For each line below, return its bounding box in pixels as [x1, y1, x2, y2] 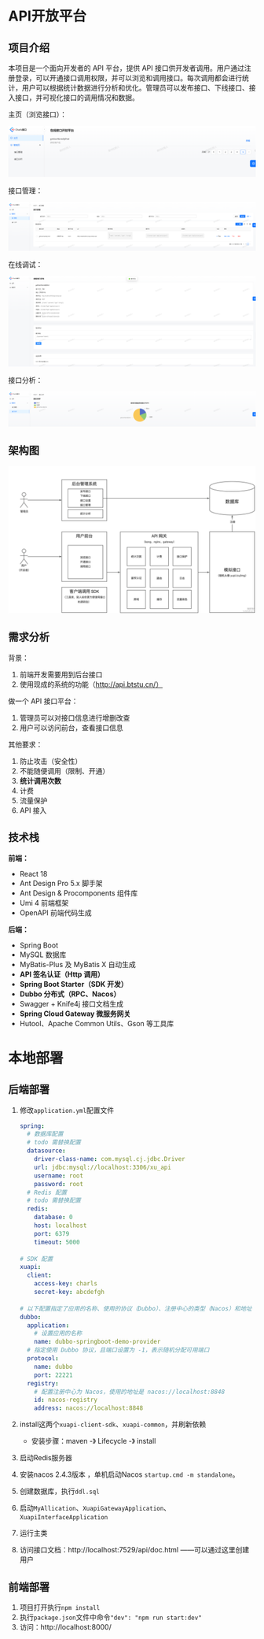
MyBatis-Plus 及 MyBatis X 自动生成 [19, 959, 136, 969]
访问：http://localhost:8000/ [19, 1622, 112, 1631]
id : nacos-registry [34, 1396, 98, 1404]
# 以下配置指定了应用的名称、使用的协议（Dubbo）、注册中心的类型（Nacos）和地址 [19, 1304, 253, 1312]
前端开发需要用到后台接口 [19, 669, 103, 679]
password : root [34, 1180, 84, 1188]
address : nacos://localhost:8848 [34, 1404, 144, 1412]
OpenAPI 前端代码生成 [19, 907, 92, 918]
